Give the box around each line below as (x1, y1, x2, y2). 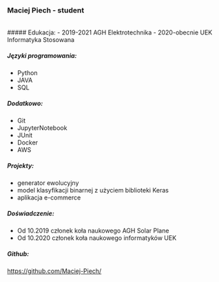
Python (17, 69, 38, 77)
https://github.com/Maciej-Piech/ (7, 267, 102, 275)
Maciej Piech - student (7, 6, 85, 15)
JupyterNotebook (17, 124, 67, 132)
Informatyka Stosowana (7, 36, 74, 44)
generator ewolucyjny (17, 179, 79, 187)
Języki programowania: (7, 51, 77, 60)
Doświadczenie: (7, 209, 55, 217)
